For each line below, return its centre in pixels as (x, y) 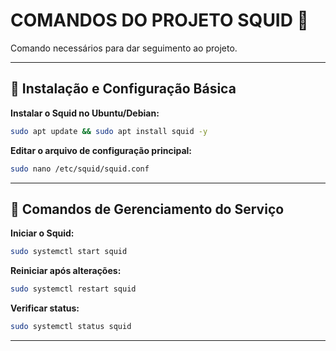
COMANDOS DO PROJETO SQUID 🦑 (159, 20)
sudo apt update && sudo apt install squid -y (109, 131)
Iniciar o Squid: (42, 233)
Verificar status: (45, 308)
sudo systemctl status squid (71, 327)
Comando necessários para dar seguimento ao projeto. (124, 48)
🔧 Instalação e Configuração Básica (123, 89)
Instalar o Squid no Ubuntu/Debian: (85, 113)
